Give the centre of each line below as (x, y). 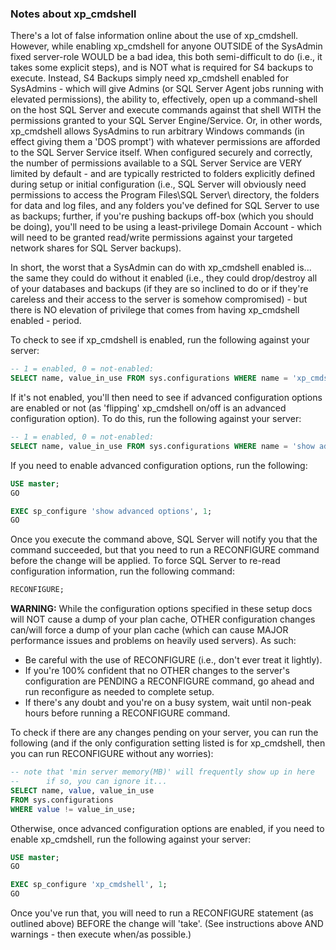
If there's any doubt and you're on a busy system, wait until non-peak (168, 703)
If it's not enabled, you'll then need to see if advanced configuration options (166, 398)
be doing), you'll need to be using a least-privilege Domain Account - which (166, 227)
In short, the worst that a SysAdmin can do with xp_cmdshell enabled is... (161, 268)
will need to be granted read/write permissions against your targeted (151, 238)
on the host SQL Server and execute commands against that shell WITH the (166, 110)
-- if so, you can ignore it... (89, 782)
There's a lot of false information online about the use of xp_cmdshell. (154, 36)
